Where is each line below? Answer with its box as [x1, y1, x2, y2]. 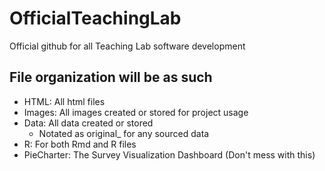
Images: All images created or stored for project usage [23, 106, 249, 118]
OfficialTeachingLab [9, 7, 182, 30]
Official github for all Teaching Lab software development [9, 40, 246, 52]
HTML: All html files [23, 95, 106, 107]
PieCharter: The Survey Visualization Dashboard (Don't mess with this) [23, 148, 316, 161]
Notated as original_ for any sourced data [38, 127, 210, 139]
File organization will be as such [9, 69, 213, 86]
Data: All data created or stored [23, 117, 154, 129]
